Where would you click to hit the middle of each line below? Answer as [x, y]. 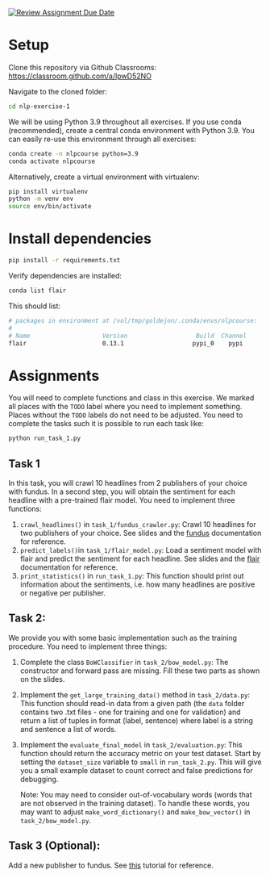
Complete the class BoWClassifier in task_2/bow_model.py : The [124, 662]
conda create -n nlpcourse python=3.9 [73, 153]
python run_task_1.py [45, 439]
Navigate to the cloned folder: [58, 91]
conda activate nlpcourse [52, 161]
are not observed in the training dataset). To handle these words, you [135, 803]
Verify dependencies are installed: [65, 276]
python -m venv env [41, 199]
